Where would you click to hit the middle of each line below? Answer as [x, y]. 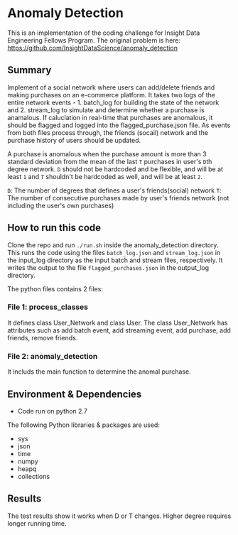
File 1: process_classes [48, 307]
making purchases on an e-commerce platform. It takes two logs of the [111, 94]
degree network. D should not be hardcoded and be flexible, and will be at [115, 169]
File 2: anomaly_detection [53, 356]
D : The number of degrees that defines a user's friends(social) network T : [114, 190]
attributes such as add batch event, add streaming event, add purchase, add [119, 330]
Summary [29, 70]
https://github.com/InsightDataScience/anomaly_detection [92, 48]
